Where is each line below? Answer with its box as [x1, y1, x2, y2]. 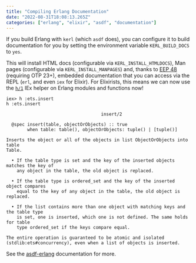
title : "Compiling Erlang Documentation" [6, 8, 109, 15]
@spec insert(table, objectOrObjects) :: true [11, 122, 128, 128]
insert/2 [101, 111, 122, 118]
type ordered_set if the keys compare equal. [16, 225, 131, 231]
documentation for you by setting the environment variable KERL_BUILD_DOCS [6, 42, 190, 49]
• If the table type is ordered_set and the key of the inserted [11, 178, 175, 184]
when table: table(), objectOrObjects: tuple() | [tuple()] [27, 127, 178, 133]
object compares [6, 184, 46, 189]
